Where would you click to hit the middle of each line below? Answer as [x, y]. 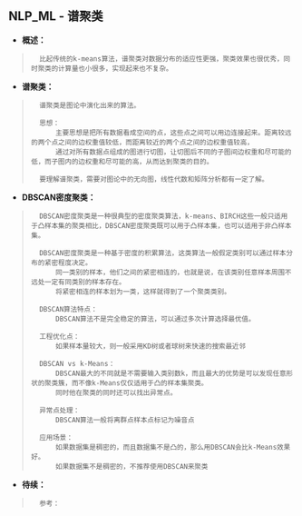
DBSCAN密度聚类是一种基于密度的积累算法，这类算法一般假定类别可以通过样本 [163, 253]
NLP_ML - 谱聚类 [56, 16]
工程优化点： [60, 336]
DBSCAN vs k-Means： [77, 363]
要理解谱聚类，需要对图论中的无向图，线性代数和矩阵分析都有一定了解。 [154, 179]
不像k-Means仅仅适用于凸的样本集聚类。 [143, 383]
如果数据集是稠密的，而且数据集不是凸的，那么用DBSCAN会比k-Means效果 [173, 447]
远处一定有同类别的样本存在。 [78, 282]
